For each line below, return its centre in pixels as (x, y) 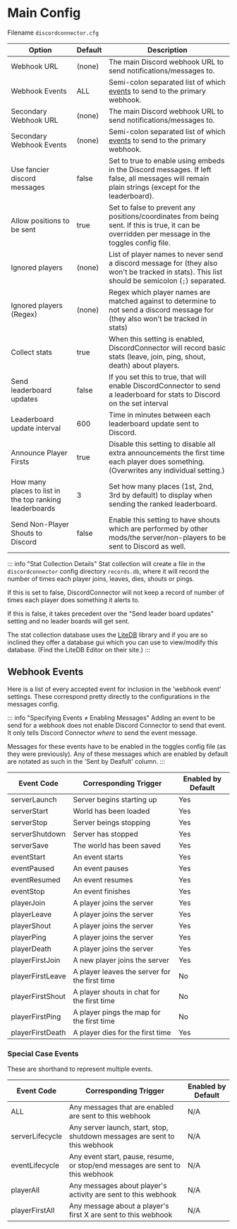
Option (40, 49)
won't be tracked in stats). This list (166, 272)
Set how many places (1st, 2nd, (161, 486)
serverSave (30, 845)
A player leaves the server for (122, 971)
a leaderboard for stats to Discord (165, 395)
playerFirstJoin (36, 960)
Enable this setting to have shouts (165, 520)
